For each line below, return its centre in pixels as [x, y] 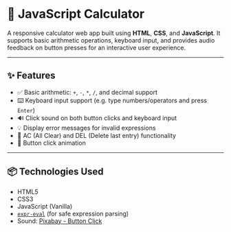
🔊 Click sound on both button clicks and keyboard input [97, 118]
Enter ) [26, 110]
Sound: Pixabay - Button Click [59, 221]
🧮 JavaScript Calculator [76, 14]
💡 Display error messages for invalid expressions [86, 128]
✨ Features [31, 76]
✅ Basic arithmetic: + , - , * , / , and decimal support [87, 92]
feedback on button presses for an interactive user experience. [97, 47]
